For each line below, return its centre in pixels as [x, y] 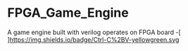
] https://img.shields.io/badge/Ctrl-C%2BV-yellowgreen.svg [93, 39]
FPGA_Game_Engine [68, 13]
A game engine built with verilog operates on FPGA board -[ [94, 32]
